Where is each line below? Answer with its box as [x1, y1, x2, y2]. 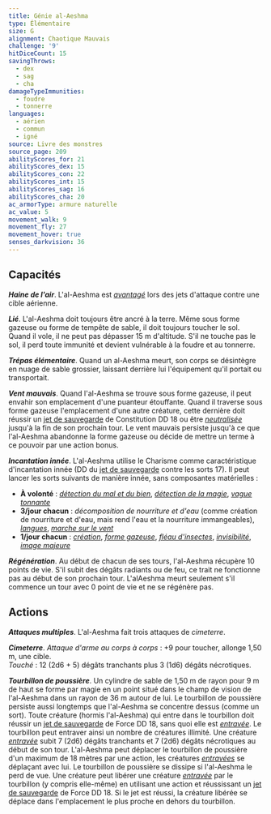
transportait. [8, 372, 50, 382]
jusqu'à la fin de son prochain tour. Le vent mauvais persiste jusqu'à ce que [8, 422, 260, 432]
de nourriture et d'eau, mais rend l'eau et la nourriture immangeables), [19, 514, 255, 524]
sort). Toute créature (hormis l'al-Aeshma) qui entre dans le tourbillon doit [8, 710, 255, 720]
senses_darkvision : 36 [8, 238, 85, 246]
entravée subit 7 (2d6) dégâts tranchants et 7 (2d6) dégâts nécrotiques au [8, 735, 256, 746]
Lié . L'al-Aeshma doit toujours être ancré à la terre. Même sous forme [8, 314, 240, 323]
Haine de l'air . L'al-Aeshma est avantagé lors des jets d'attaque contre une [8, 289, 260, 299]
